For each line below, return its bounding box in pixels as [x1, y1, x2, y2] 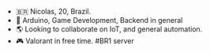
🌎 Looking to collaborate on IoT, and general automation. [15, 24, 203, 34]
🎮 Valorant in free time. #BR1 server [15, 36, 134, 46]
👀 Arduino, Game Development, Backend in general [15, 16, 183, 24]
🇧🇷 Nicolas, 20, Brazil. [15, 7, 92, 16]
